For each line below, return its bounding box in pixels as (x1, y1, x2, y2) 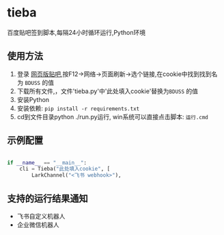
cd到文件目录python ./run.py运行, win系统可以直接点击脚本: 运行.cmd (16, 112, 208, 121)
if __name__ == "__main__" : (7, 159, 87, 166)
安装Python (16, 95, 50, 103)
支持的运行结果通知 (7, 193, 88, 204)
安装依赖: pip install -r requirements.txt (16, 104, 140, 112)
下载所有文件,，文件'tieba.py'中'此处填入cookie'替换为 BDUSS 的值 (16, 87, 199, 95)
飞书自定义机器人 (16, 212, 66, 220)
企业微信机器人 (16, 221, 59, 229)
